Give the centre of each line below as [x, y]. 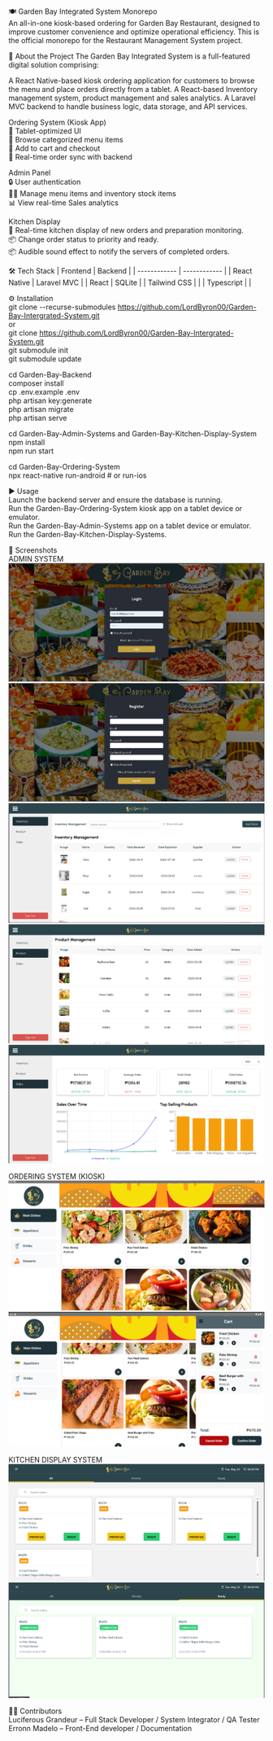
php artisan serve [38, 418]
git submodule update [45, 359]
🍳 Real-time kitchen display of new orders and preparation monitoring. [126, 230]
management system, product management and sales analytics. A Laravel [132, 98]
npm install [27, 442]
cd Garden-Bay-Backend [50, 374]
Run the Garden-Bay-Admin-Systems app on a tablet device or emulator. [130, 526]
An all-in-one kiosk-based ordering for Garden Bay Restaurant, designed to [134, 23]
